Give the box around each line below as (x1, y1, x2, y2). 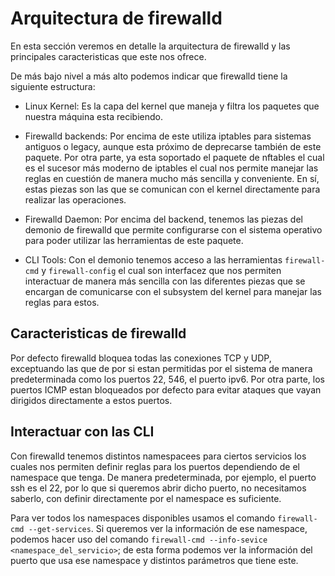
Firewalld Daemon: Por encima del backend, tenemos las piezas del (24, 213, 303, 225)
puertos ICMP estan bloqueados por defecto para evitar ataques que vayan (10, 383, 322, 396)
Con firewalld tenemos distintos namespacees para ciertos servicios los (10, 450, 307, 462)
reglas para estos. (24, 296, 100, 308)
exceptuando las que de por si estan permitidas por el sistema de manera (10, 362, 313, 374)
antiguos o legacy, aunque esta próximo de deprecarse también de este (24, 140, 322, 152)
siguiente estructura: (10, 80, 96, 92)
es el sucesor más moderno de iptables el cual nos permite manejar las (24, 162, 319, 174)
